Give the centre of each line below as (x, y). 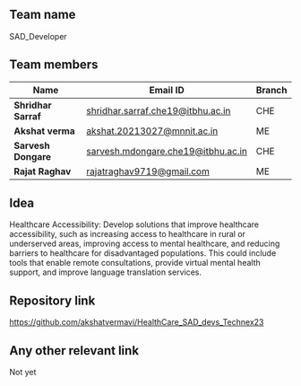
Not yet (23, 373)
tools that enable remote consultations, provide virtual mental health (135, 263)
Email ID (167, 90)
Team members (54, 65)
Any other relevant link (74, 351)
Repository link (52, 300)
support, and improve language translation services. (105, 272)
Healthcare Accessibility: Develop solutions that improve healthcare (134, 224)
